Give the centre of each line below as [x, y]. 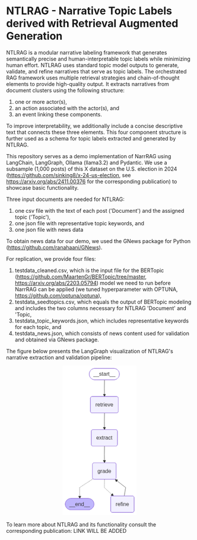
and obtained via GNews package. [57, 340]
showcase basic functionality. [42, 187]
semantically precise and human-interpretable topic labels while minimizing [99, 59]
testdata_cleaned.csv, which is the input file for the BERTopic [89, 270]
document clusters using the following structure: [65, 90]
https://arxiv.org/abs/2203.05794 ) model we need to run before [93, 283]
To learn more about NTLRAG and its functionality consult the [81, 524]
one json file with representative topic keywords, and [79, 223]
